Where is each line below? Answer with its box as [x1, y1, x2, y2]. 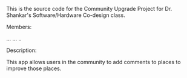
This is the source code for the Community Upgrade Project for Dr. [6, 5, 172, 12]
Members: [6, 24, 32, 30]
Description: [6, 47, 37, 54]
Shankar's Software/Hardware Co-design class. [6, 11, 125, 19]
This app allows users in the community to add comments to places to [6, 59, 181, 65]
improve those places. [6, 65, 62, 72]
